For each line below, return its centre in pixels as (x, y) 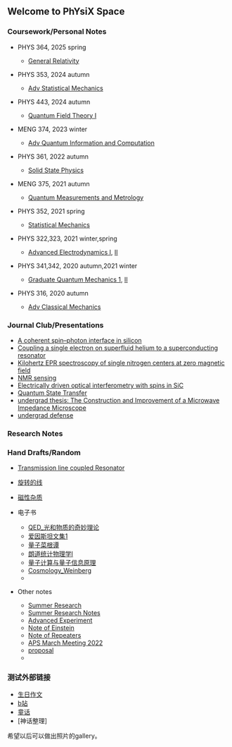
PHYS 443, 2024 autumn (54, 102)
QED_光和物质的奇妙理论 (64, 528)
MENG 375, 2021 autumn (53, 183)
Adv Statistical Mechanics (65, 88)
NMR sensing (37, 377)
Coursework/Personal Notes (57, 32)
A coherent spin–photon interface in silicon (79, 340)
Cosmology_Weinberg (60, 571)
